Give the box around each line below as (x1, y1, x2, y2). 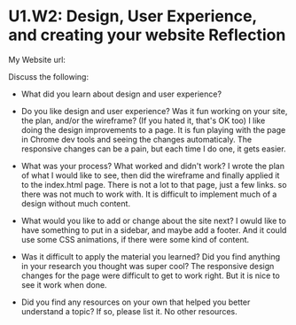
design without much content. (20, 197, 130, 209)
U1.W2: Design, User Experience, (8, 6, 258, 27)
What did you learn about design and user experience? (20, 89, 222, 99)
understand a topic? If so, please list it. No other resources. (20, 306, 238, 316)
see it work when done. (20, 279, 107, 290)
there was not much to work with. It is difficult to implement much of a (20, 189, 277, 199)
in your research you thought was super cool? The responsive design (20, 260, 275, 271)
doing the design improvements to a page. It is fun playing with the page (20, 124, 286, 135)
